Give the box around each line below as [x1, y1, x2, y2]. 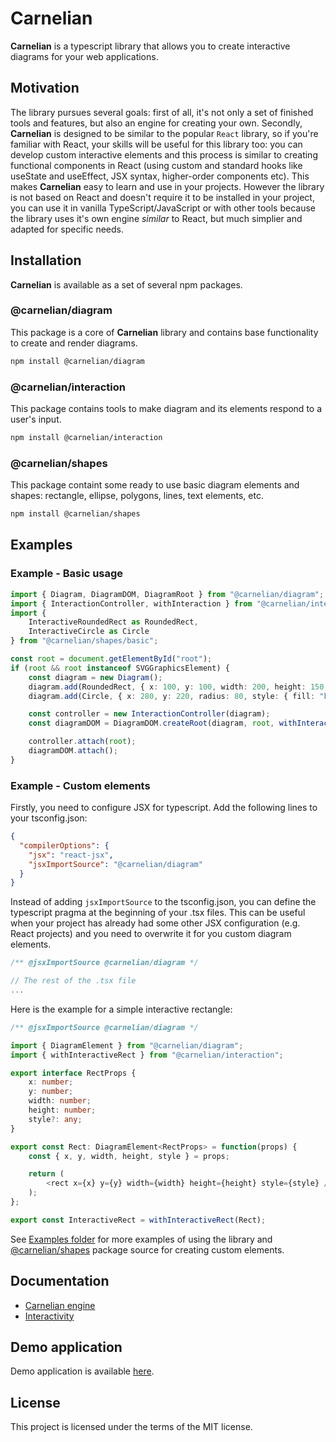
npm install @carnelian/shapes [10, 509, 141, 519]
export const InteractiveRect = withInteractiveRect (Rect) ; [10, 1215, 267, 1225]
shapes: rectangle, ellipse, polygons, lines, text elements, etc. [10, 490, 264, 502]
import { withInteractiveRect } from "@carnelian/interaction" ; [10, 1050, 284, 1060]
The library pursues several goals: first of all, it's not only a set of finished [10, 106, 314, 118]
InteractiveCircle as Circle [28, 627, 150, 637]
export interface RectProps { [10, 1068, 137, 1078]
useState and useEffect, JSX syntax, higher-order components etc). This [10, 170, 310, 182]
